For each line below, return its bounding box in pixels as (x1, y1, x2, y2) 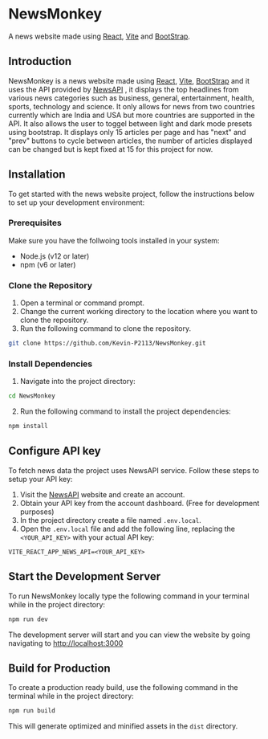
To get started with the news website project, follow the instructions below (8, 189, 255, 198)
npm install (8, 423, 48, 431)
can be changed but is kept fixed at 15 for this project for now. (8, 144, 213, 153)
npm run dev (8, 615, 48, 623)
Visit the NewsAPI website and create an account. (19, 489, 185, 499)
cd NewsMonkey (8, 392, 56, 400)
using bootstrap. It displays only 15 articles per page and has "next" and (8, 127, 246, 137)
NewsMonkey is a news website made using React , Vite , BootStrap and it (8, 76, 250, 85)
